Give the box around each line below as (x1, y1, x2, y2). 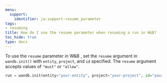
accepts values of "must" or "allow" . (5, 63, 80, 69)
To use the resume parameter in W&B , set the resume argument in (5, 53, 138, 59)
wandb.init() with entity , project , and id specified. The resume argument (5, 58, 157, 64)
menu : (5, 7, 16, 12)
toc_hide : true (5, 35, 37, 40)
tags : (5, 21, 16, 26)
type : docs (5, 40, 28, 44)
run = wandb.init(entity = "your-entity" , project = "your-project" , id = (5, 73, 153, 78)
